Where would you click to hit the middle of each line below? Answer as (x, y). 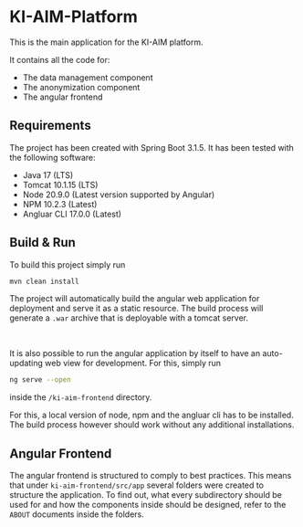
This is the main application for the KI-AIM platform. (106, 42)
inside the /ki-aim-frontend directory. (81, 397)
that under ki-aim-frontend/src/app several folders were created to (137, 485)
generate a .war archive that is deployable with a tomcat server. (129, 318)
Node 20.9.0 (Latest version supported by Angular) (119, 195)
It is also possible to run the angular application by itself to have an (135, 353)
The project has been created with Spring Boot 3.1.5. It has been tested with (152, 147)
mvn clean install (44, 281)
